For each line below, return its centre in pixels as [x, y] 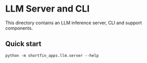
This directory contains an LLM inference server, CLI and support [74, 23]
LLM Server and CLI [48, 9]
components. [19, 28]
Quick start [23, 44]
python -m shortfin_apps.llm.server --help [52, 55]
